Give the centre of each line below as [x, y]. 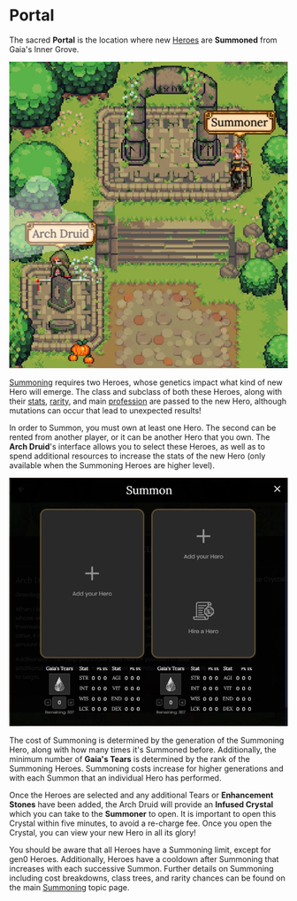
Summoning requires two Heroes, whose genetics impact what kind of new [146, 382]
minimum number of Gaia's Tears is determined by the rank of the [129, 759]
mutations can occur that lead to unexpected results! [105, 410]
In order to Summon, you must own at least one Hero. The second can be [143, 427]
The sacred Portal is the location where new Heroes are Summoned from [143, 40]
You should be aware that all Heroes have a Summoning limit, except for [140, 850]
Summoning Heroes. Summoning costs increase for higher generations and [146, 769]
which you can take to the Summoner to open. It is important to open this [143, 814]
